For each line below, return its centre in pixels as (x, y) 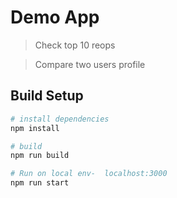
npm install (35, 128)
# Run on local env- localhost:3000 (89, 174)
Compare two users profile (90, 64)
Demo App (55, 17)
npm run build (40, 156)
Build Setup (47, 96)
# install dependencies (60, 119)
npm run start (40, 183)
